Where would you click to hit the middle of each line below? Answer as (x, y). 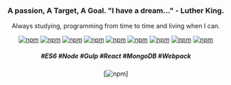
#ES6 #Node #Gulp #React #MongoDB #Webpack (116, 56)
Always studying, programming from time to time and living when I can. (116, 26)
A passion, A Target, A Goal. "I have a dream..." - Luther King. (116, 11)
